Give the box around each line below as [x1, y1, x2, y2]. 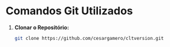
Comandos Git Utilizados [5, 4, 134, 18]
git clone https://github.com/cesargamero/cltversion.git [14, 35, 164, 41]
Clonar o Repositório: [14, 24, 70, 31]
